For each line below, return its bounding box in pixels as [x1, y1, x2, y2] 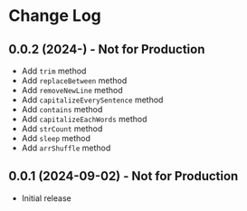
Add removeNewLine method [21, 85, 123, 95]
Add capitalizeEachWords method [21, 114, 147, 124]
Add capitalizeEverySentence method [21, 94, 164, 105]
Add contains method [21, 104, 103, 114]
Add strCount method [21, 123, 103, 134]
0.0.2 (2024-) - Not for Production [8, 42, 205, 57]
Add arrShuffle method [21, 142, 111, 153]
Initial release [21, 192, 71, 204]
